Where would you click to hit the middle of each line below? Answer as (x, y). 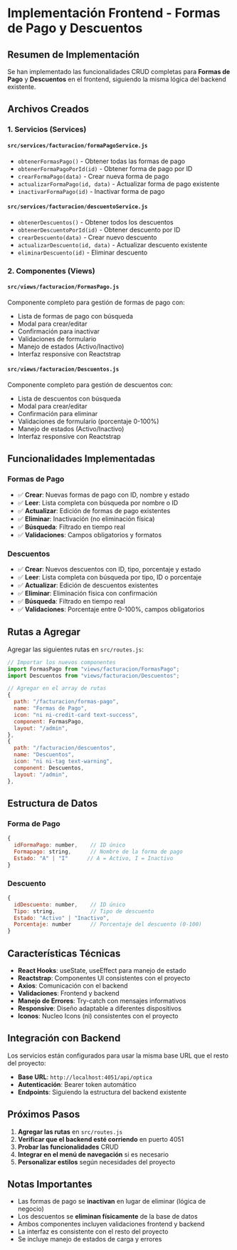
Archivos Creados (48, 109)
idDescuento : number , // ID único (70, 904)
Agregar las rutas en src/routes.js (70, 1132)
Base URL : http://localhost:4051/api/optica (85, 1077)
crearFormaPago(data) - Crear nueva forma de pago (93, 176)
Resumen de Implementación (74, 55)
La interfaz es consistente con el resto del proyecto (93, 1231)
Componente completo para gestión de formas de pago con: (96, 302)
